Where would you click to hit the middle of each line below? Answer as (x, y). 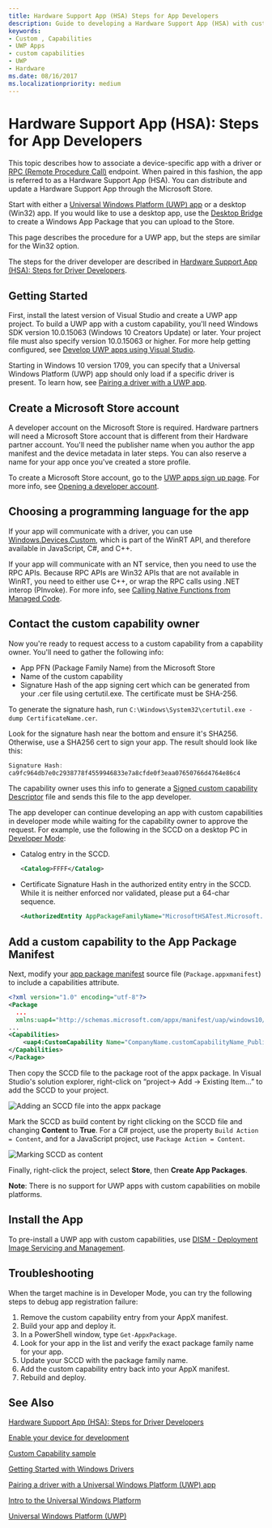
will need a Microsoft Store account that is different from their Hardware (128, 436)
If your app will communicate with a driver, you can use (100, 531)
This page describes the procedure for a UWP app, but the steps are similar (134, 238)
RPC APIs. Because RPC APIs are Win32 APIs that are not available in (124, 572)
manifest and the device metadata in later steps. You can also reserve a (127, 453)
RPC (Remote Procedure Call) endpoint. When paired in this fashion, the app (136, 172)
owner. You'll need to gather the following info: (86, 652)
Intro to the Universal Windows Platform (75, 1500)
